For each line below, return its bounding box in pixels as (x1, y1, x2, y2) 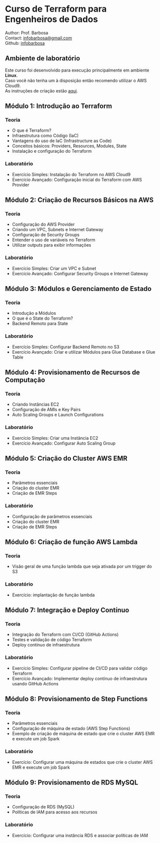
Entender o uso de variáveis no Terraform (12, 237, 96, 243)
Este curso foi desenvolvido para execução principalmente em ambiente (5, 67, 149, 73)
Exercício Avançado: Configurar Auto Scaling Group (12, 440, 116, 446)
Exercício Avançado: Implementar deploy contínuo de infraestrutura (12, 675, 147, 682)
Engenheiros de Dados (5, 14, 98, 25)
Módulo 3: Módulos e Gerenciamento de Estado (5, 285, 152, 293)
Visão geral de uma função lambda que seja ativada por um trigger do (12, 563, 152, 570)
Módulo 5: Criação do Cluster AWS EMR (5, 454, 128, 463)
